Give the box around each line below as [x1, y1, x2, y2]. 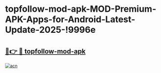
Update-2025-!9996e [5, 24, 96, 35]
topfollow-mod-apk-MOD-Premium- [5, 3, 157, 15]
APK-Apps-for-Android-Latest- [5, 14, 135, 25]
